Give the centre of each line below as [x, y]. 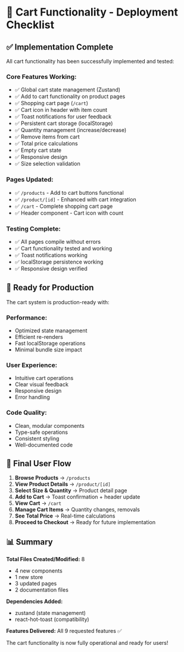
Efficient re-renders [39, 337]
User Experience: [32, 365]
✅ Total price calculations [46, 143]
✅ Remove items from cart [47, 137]
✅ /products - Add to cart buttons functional [69, 192]
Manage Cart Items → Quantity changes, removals [77, 510]
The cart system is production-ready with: [58, 302]
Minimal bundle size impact [48, 350]
